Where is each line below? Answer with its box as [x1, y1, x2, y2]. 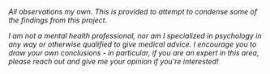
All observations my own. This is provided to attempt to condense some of [8, 7, 258, 16]
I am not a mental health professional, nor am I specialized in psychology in [8, 31, 262, 40]
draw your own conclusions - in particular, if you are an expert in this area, [8, 48, 259, 57]
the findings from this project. [8, 15, 108, 25]
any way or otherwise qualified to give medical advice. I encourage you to [8, 39, 257, 49]
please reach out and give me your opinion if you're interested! [8, 56, 219, 66]
